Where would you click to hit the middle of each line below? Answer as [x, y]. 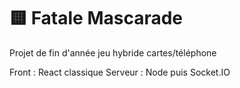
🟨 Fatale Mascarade [96, 18]
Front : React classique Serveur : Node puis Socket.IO [120, 72]
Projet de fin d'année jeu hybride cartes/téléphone [113, 52]
